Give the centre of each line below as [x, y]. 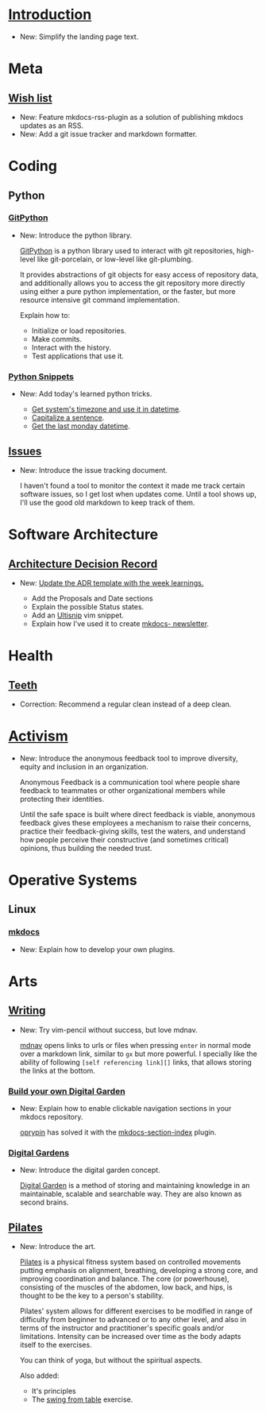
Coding [33, 166]
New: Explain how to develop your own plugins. [97, 949]
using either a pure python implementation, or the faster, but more [127, 291]
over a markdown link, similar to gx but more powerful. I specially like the [139, 1054]
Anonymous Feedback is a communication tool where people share [130, 782]
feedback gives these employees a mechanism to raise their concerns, [135, 822]
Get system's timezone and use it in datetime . [106, 409]
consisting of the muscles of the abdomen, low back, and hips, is [126, 1287]
